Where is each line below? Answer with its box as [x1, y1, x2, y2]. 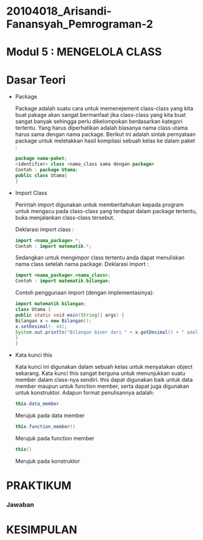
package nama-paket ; [15, 155, 67, 162]
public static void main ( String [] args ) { [15, 312, 125, 318]
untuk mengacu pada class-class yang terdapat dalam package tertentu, [15, 207, 198, 214]
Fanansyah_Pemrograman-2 [6, 17, 153, 31]
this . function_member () [15, 424, 76, 430]
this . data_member [15, 401, 60, 407]
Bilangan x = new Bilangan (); [15, 318, 92, 324]
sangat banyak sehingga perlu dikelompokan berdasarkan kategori [15, 117, 183, 125]
